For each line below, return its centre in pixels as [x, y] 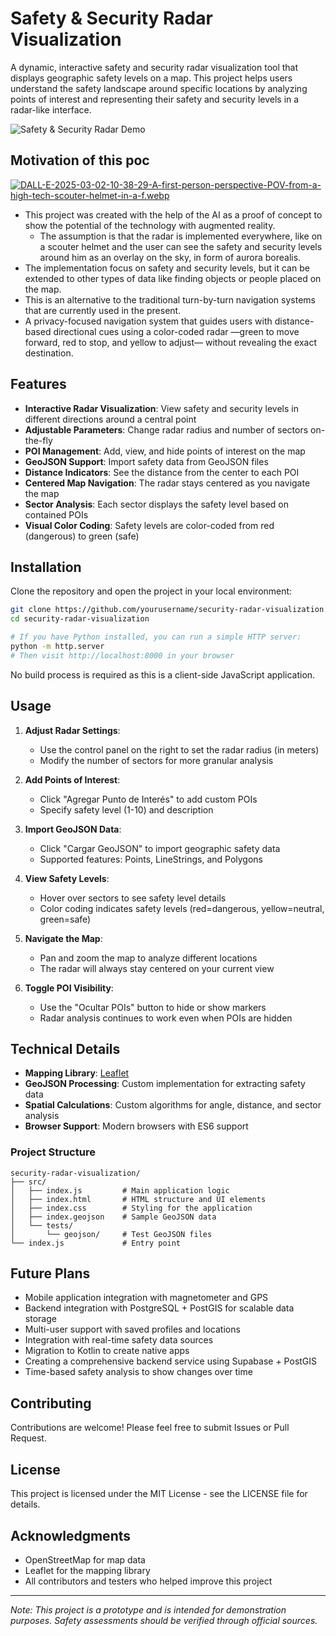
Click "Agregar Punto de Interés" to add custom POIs [148, 799]
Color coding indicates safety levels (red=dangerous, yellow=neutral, [182, 908]
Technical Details [65, 1048]
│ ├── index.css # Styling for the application [131, 1208]
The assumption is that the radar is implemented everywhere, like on [181, 236]
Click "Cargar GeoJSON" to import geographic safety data [160, 848]
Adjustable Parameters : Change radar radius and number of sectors [166, 429]
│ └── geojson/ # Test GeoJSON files [111, 1234]
